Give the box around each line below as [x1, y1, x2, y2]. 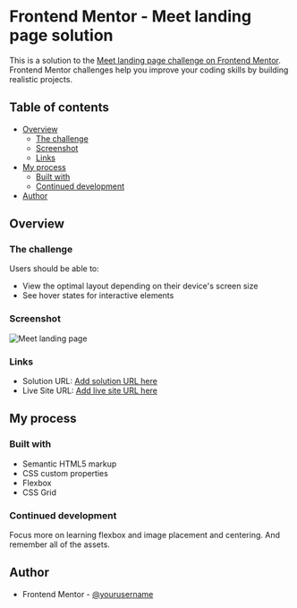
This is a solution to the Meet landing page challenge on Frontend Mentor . [9, 55, 282, 65]
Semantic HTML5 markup [21, 458, 117, 469]
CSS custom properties [21, 467, 109, 478]
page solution [9, 25, 114, 46]
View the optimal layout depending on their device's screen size [21, 280, 259, 292]
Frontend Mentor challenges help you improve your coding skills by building [9, 64, 289, 75]
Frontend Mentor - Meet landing [9, 6, 252, 27]
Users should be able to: [9, 263, 100, 274]
